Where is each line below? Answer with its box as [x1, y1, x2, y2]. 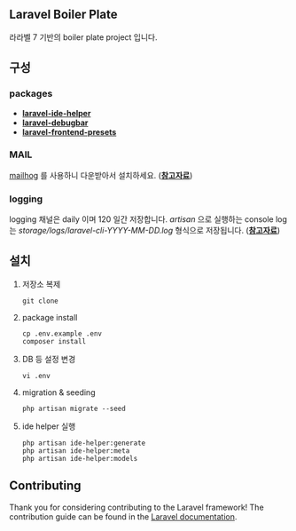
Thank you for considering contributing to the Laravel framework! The [9, 502, 264, 512]
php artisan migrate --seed [21, 404, 126, 413]
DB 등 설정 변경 [21, 353, 76, 364]
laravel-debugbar [21, 117, 89, 128]
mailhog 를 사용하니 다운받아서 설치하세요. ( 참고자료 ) [9, 170, 193, 180]
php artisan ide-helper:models [21, 454, 138, 463]
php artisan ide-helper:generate [21, 439, 146, 448]
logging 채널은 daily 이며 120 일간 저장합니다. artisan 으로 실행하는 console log [9, 214, 288, 225]
